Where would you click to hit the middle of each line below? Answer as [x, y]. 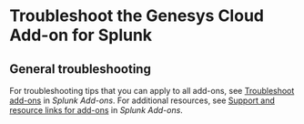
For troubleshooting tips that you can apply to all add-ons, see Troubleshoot [152, 91]
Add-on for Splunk [81, 35]
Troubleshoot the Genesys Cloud [137, 16]
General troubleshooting [81, 69]
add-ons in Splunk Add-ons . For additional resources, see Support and [142, 100]
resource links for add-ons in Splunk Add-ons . [96, 110]
